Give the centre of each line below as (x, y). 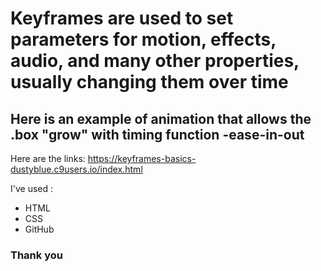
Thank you (36, 255)
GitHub (39, 229)
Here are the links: (48, 158)
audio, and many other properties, (155, 61)
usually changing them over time (149, 82)
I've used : (32, 188)
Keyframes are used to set (122, 18)
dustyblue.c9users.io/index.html (76, 169)
